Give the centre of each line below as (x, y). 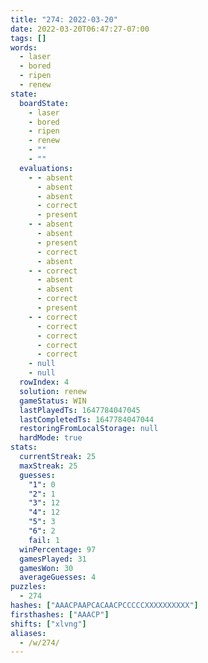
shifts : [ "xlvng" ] (48, 624)
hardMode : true (51, 438)
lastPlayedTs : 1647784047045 (80, 410)
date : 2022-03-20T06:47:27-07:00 (80, 29)
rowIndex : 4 (44, 382)
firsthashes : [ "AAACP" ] (60, 614)
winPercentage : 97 (58, 549)
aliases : (28, 633)
